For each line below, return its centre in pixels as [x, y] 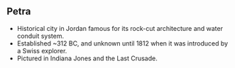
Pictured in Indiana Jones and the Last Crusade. [87, 58]
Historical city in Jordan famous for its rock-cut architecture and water [120, 28]
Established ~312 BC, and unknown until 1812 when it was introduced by [122, 43]
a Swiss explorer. [42, 50]
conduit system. [40, 36]
